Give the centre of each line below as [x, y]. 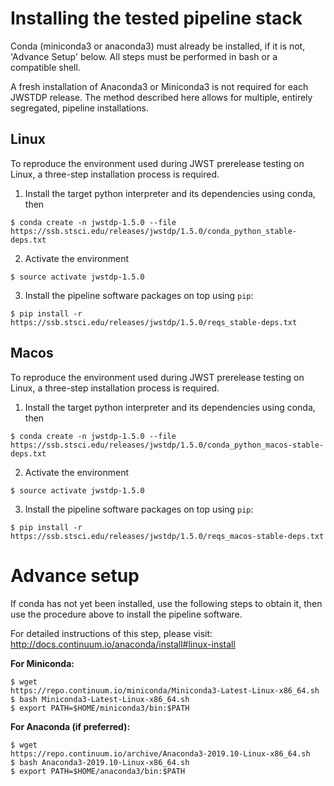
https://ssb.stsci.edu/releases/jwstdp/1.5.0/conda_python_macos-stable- [167, 445]
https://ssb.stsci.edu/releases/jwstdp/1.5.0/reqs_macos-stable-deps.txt [167, 536]
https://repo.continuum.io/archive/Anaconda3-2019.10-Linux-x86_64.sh [160, 753]
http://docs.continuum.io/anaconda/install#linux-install [123, 644]
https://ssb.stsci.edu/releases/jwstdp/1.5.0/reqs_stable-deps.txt [154, 322]
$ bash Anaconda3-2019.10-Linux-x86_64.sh [100, 762]
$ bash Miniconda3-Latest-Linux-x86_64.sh [100, 699]
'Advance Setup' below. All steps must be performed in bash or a [144, 56]
